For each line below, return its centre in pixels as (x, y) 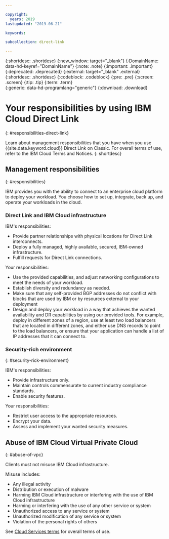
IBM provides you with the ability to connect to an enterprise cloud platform (84, 191)
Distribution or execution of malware (50, 489)
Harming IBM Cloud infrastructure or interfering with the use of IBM (83, 495)
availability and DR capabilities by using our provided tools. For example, (88, 315)
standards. (24, 391)
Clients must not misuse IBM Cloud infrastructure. (57, 465)
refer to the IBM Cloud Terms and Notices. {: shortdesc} (64, 154)
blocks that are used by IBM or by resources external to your (76, 299)
